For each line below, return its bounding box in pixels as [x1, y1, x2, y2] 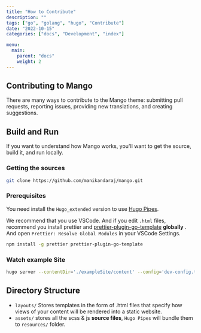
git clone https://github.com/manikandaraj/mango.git [6, 177, 144, 183]
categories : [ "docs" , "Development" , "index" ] [6, 31, 124, 37]
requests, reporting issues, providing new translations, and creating [6, 103, 173, 110]
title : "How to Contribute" [6, 8, 77, 15]
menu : [6, 42, 20, 48]
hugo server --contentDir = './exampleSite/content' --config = [6, 269, 162, 275]
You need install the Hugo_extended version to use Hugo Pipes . [6, 205, 159, 213]
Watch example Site [6, 255, 66, 264]
